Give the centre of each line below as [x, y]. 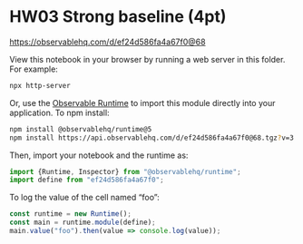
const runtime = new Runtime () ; [70, 214]
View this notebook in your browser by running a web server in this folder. [147, 59]
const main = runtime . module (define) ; [83, 223]
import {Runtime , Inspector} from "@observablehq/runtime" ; [126, 171]
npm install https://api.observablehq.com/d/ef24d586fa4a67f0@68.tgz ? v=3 [152, 138]
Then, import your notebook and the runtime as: [99, 155]
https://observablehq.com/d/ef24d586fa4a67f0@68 [108, 42]
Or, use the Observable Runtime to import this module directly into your [142, 102]
